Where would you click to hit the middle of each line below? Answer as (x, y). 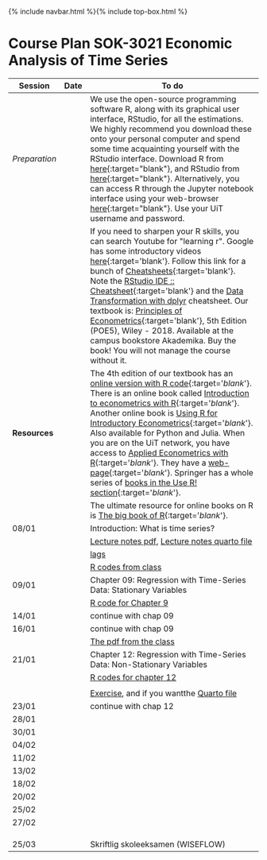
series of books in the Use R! (143, 482)
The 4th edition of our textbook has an (162, 373)
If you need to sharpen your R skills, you (165, 231)
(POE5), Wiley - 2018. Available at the (162, 331)
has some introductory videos (146, 251)
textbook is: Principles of (136, 311)
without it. (108, 360)
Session (34, 85)
